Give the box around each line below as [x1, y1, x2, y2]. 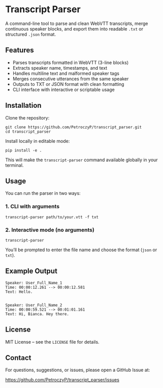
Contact [5, 353, 31, 362]
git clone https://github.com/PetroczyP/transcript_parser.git [5, 125, 142, 130]
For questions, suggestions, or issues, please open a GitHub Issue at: [5, 367, 150, 373]
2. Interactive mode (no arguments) [5, 226, 95, 233]
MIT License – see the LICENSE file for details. [5, 339, 100, 345]
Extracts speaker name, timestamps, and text [12, 65, 108, 71]
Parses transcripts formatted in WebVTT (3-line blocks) [12, 59, 128, 66]
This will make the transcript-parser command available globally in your [5, 157, 158, 163]
